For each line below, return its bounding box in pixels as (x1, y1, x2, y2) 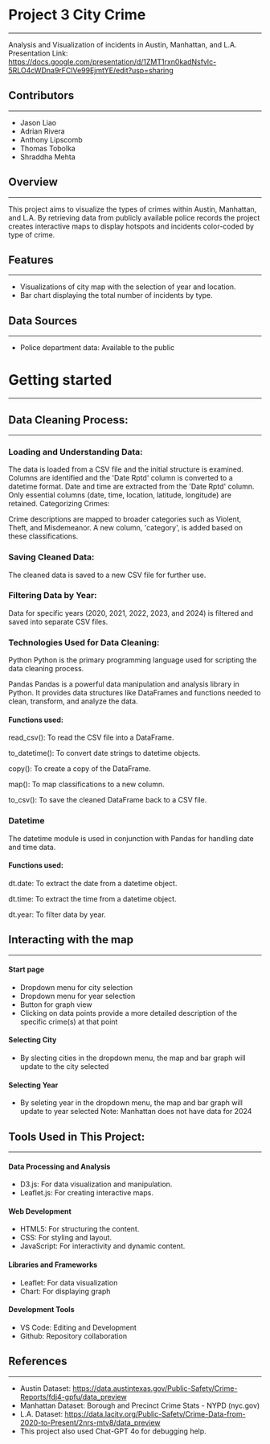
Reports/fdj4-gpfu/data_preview (19, 1392, 127, 1401)
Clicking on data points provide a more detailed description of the (19, 1008, 238, 1017)
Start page (8, 964, 45, 975)
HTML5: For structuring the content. (19, 1224, 140, 1234)
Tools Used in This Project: (8, 1129, 145, 1144)
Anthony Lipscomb (19, 134, 83, 144)
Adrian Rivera (19, 126, 66, 136)
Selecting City (8, 1035, 57, 1045)
